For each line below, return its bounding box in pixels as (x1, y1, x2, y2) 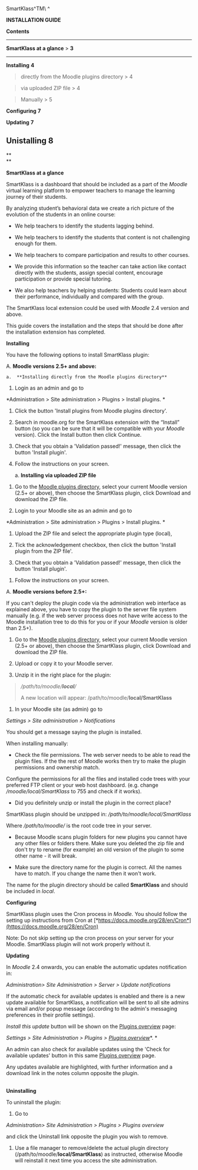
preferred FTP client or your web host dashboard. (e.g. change (6, 781, 159, 789)
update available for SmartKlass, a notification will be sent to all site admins (6, 998, 189, 1006)
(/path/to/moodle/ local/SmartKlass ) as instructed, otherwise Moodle (14, 1151, 183, 1158)
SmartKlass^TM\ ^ (6, 5, 50, 12)
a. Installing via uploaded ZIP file (14, 472, 97, 479)
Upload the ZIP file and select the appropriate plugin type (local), (14, 530, 173, 537)
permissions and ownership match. (14, 763, 100, 771)
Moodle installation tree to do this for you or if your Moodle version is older (6, 618, 187, 625)
